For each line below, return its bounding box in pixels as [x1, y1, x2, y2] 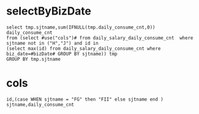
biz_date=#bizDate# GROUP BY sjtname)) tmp [6, 50, 118, 57]
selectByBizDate [6, 4, 92, 18]
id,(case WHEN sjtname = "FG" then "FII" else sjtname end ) [6, 96, 164, 102]
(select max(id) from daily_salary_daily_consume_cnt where [6, 45, 161, 52]
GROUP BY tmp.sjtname [6, 56, 61, 62]
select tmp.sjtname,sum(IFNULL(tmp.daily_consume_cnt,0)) [6, 24, 155, 30]
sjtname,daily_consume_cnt [6, 101, 74, 107]
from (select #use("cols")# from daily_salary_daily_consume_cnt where [6, 35, 194, 41]
